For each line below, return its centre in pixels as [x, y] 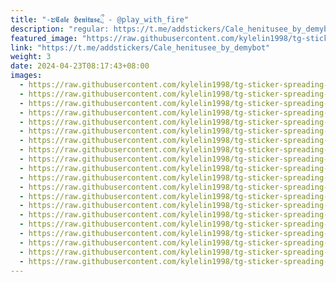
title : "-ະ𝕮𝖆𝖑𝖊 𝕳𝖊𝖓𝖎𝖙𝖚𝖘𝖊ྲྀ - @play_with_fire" [100, 19]
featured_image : [44, 38]
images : [26, 76]
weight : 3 [31, 57]
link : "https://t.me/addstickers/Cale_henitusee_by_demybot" [140, 47]
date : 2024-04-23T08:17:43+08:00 [80, 66]
